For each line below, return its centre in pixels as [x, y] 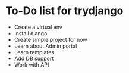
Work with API [32, 64]
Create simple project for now [51, 39]
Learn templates [34, 52]
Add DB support [34, 58]
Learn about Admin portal [45, 46]
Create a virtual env [38, 27]
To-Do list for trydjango [64, 11]
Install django [31, 33]
